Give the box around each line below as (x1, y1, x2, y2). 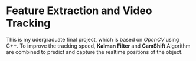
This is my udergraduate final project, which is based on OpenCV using (6, 36, 179, 43)
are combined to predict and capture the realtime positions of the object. (6, 48, 183, 55)
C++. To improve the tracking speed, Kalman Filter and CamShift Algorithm (6, 42, 191, 49)
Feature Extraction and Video (6, 4, 152, 18)
